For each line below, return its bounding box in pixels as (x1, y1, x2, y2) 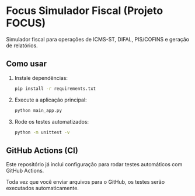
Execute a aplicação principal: (14, 96, 87, 103)
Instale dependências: (14, 74, 68, 81)
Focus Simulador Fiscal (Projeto (6, 4, 163, 17)
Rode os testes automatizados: (14, 118, 89, 125)
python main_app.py (14, 107, 62, 113)
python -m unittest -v (14, 129, 70, 135)
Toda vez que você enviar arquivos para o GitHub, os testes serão (6, 178, 165, 185)
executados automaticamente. (6, 185, 79, 192)
